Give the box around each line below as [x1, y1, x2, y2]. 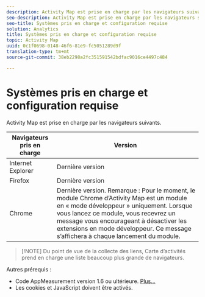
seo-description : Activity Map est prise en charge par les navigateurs [6, 15, 195, 21]
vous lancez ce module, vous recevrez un [57, 209, 176, 217]
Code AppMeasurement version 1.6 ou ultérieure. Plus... [15, 278, 156, 285]
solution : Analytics [6, 26, 59, 32]
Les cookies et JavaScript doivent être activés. [15, 284, 133, 291]
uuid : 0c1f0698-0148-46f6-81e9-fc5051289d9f [6, 43, 121, 49]
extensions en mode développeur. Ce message [57, 224, 192, 232]
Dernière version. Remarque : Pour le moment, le [57, 186, 196, 195]
